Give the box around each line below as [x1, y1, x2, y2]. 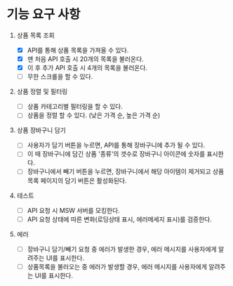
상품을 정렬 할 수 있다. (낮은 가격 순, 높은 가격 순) [27, 111, 161, 119]
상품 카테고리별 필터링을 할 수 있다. [27, 103, 124, 111]
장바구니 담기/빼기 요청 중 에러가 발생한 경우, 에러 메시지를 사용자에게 [27, 245, 217, 253]
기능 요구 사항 [6, 6, 81, 22]
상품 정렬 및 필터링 [16, 87, 68, 96]
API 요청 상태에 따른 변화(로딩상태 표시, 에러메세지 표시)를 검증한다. [27, 215, 212, 223]
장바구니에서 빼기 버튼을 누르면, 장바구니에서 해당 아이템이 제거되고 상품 [27, 167, 225, 176]
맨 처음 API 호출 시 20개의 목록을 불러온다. [27, 55, 145, 63]
